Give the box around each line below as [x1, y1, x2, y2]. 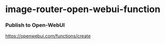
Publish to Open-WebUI [5, 22, 65, 29]
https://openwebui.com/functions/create [5, 33, 91, 39]
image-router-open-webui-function [5, 4, 161, 15]
